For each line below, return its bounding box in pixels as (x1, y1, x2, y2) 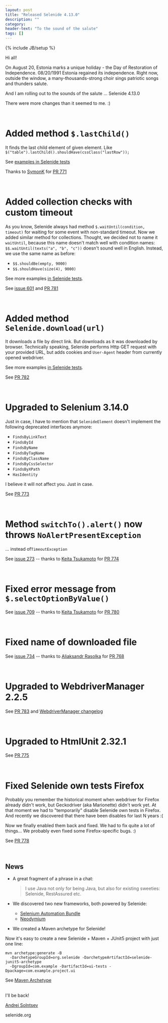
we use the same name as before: (5, 250, 76, 256)
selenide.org (5, 1012, 31, 1018)
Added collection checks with (5, 196, 133, 208)
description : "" (5, 17, 39, 22)
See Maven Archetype (5, 977, 52, 984)
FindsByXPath (12, 467, 40, 472)
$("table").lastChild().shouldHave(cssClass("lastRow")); (5, 150, 130, 155)
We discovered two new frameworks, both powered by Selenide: (12, 901, 147, 907)
